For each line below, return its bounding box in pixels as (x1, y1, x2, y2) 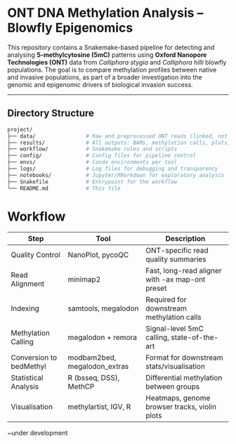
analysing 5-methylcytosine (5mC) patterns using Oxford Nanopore (7, 51, 207, 59)
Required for (145, 295, 187, 305)
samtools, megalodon (67, 303, 139, 313)
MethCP (67, 381, 95, 391)
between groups (145, 381, 200, 391)
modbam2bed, (67, 353, 117, 363)
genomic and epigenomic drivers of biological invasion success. (7, 80, 193, 89)
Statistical (11, 373, 44, 383)
